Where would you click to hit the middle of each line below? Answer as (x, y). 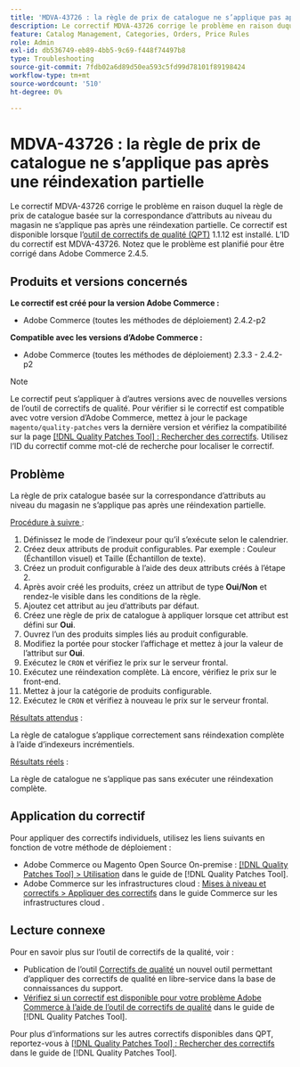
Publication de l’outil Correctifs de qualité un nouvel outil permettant (148, 969)
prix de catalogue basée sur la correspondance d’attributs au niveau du (141, 216)
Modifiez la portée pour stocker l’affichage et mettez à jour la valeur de (153, 644)
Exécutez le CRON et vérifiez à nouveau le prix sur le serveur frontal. (146, 701)
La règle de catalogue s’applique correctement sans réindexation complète (147, 735)
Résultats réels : (40, 762)
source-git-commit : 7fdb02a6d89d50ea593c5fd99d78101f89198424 (128, 68)
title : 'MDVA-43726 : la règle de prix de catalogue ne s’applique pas (146, 17)
